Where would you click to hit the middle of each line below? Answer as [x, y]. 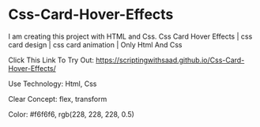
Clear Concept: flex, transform [58, 99]
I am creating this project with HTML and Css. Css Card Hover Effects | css [130, 36]
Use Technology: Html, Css [53, 84]
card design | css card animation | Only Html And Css [95, 44]
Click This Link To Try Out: [51, 60]
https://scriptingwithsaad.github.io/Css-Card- [170, 60]
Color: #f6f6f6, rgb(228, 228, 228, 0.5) [71, 114]
